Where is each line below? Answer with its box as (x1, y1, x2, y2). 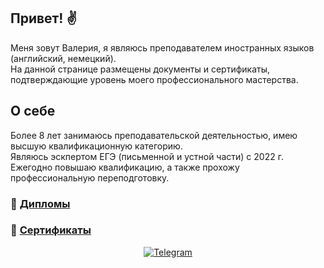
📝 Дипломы (10, 196, 71, 210)
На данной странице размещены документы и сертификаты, (10, 63, 271, 75)
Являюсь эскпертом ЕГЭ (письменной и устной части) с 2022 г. (10, 150, 284, 162)
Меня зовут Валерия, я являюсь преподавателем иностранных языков (10, 41, 315, 54)
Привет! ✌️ (10, 10, 78, 27)
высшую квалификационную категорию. (10, 140, 183, 152)
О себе (10, 103, 56, 120)
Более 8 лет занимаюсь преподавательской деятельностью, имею (10, 129, 298, 141)
